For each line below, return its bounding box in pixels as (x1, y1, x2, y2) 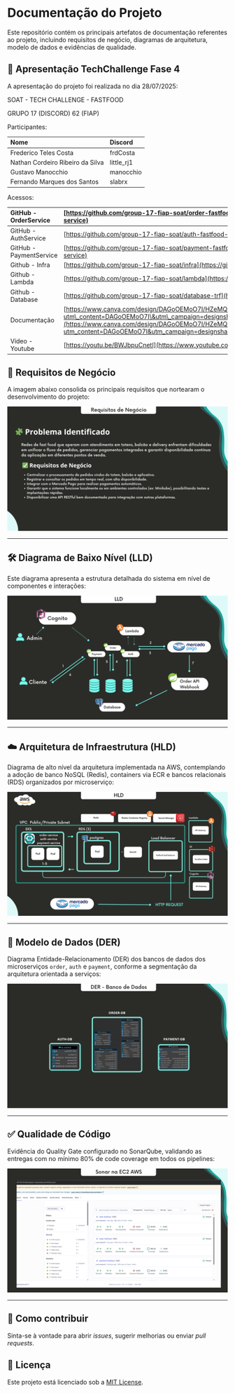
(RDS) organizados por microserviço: (7, 778, 114, 786)
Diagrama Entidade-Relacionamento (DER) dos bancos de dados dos (7, 955, 206, 963)
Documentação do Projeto (7, 5, 162, 21)
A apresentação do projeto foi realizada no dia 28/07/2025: (7, 82, 178, 90)
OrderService (10, 216, 51, 225)
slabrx (109, 177, 128, 186)
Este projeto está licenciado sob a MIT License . (7, 1378, 143, 1386)
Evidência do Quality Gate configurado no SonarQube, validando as (7, 1147, 202, 1155)
